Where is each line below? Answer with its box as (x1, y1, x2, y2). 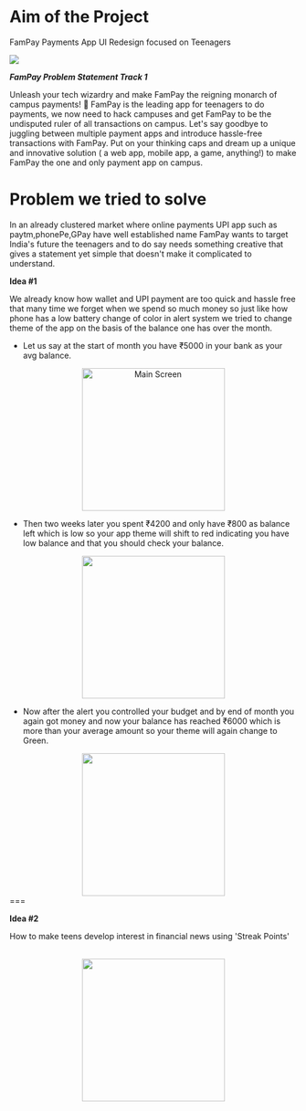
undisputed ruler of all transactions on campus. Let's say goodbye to (9, 118, 269, 129)
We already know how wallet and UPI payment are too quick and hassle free (9, 293, 296, 304)
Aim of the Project (9, 6, 149, 27)
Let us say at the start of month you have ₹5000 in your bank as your (22, 340, 283, 351)
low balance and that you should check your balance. (22, 537, 225, 549)
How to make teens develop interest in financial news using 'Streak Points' (9, 930, 290, 941)
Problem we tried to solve (9, 189, 207, 210)
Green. (22, 735, 48, 746)
